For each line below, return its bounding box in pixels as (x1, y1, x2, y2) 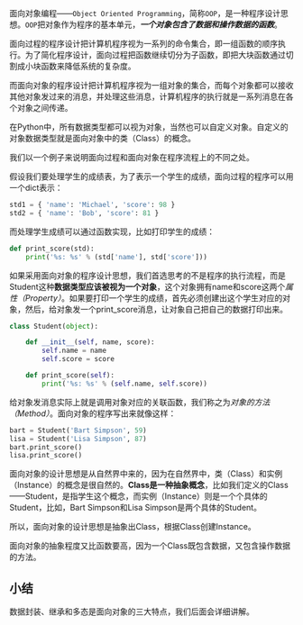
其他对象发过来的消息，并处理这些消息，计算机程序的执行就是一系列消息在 (9, 91, 286, 102)
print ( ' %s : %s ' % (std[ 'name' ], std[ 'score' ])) (25, 252, 207, 261)
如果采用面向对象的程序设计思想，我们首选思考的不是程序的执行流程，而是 (9, 269, 286, 281)
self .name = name (41, 346, 106, 356)
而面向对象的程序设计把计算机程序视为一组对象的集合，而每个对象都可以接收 (9, 80, 294, 90)
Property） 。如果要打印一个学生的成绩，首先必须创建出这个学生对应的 (24, 292, 283, 303)
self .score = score (41, 355, 115, 364)
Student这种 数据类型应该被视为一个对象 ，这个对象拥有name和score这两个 (9, 281, 286, 292)
